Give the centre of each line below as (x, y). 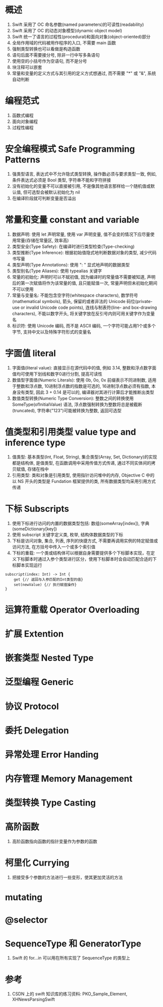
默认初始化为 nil (64, 192)
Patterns (23, 160)
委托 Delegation (37, 730)
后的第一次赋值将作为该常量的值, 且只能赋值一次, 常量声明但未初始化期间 (85, 283)
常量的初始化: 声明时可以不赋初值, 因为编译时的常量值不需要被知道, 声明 (84, 277)
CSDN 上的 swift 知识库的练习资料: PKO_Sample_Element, (70, 994)
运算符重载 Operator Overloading (72, 610)
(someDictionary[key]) (34, 529)
